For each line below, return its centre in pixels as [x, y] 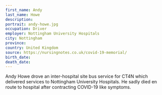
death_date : [18, 62]
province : [16, 43]
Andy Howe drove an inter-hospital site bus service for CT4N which [77, 76]
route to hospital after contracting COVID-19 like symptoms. [68, 87]
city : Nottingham [24, 39]
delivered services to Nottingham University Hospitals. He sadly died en [81, 82]
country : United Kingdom [32, 48]
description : [19, 19]
